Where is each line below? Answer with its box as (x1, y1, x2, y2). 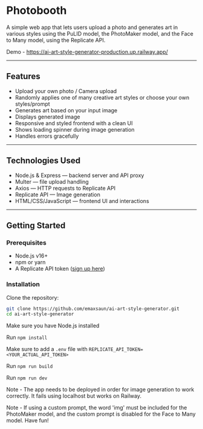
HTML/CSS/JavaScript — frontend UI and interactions (14, 197, 149, 204)
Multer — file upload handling (14, 178, 89, 185)
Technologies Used (6, 155, 80, 166)
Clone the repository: (6, 294, 59, 301)
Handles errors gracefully (14, 132, 79, 140)
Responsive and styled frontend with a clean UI (14, 119, 133, 127)
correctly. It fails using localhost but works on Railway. (6, 392, 142, 399)
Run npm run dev (6, 374, 48, 381)
